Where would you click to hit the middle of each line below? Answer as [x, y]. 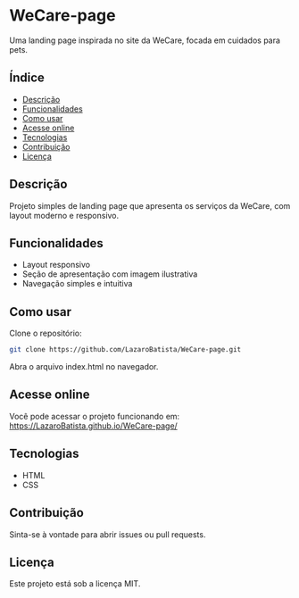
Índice [27, 78]
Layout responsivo [56, 265]
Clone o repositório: [46, 333]
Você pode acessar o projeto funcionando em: [95, 416]
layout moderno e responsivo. [64, 215]
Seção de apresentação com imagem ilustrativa [110, 274]
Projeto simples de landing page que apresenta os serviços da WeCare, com [150, 205]
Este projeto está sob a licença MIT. [75, 584]
